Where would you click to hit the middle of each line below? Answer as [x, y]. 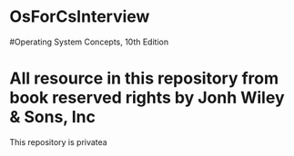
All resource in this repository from [144, 78]
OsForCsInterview [80, 17]
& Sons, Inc [52, 117]
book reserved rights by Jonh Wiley [147, 98]
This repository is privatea [58, 141]
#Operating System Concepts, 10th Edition [89, 42]
